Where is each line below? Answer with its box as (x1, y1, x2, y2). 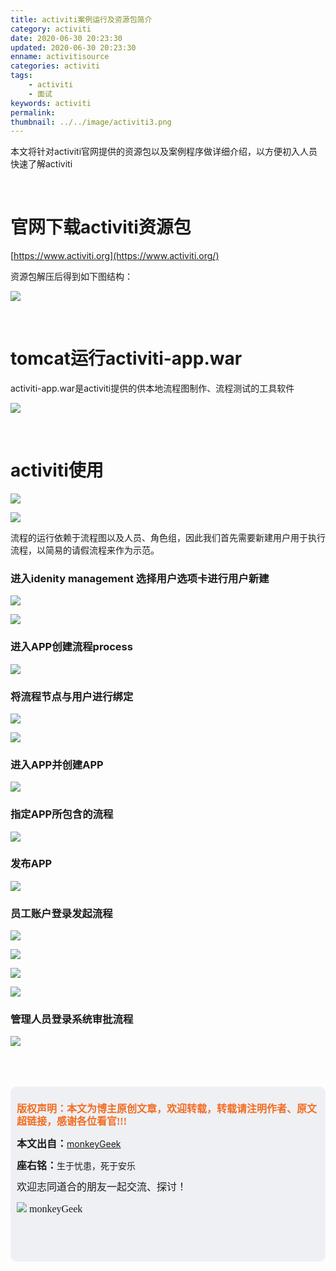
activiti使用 (10, 459, 104, 482)
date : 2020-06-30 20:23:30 (10, 33, 123, 43)
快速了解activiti (10, 158, 73, 170)
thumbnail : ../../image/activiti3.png (10, 117, 172, 127)
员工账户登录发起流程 (10, 906, 113, 920)
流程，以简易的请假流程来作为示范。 (10, 544, 160, 556)
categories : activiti (10, 61, 101, 71)
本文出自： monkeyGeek (16, 1138, 122, 1150)
